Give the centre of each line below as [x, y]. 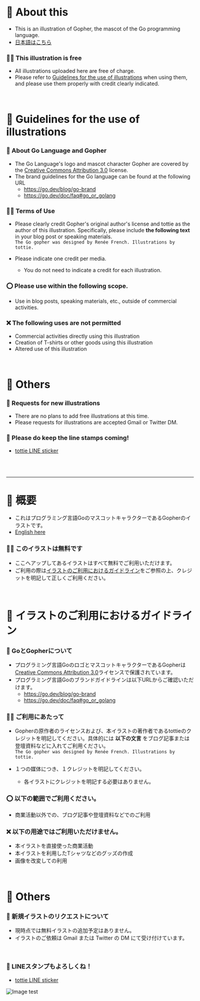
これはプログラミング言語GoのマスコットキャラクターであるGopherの [100, 518]
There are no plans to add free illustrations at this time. [82, 416]
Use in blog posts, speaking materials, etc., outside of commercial [96, 301]
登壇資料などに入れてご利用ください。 [62, 746]
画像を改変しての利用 [41, 861]
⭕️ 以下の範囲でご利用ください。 [53, 799]
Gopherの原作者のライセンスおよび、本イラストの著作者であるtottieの [100, 731]
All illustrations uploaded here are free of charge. [75, 71]
